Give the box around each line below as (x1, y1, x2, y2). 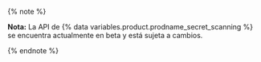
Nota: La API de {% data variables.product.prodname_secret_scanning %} (7, 22, 254, 31)
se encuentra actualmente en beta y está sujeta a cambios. (7, 31, 203, 40)
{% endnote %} (7, 46, 59, 55)
